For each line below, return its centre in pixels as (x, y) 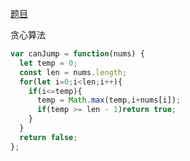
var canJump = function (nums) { (77, 54)
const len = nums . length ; (73, 72)
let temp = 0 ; (48, 63)
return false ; (48, 137)
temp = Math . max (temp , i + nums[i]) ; (109, 100)
